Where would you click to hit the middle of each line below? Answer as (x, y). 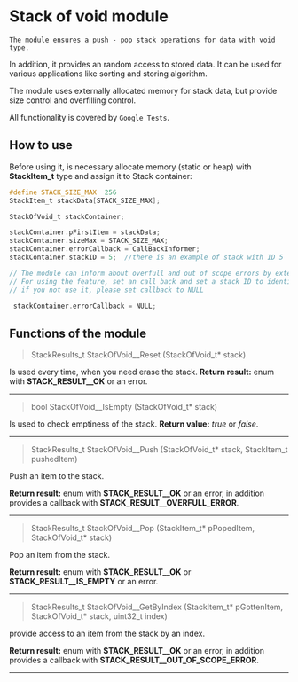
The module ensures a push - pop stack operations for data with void (142, 40)
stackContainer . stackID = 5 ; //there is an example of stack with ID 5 (146, 257)
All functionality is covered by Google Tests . (90, 117)
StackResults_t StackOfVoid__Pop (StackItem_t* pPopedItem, (143, 529)
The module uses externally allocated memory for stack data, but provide (143, 90)
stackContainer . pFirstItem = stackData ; (85, 232)
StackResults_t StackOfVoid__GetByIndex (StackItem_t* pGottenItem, (157, 607)
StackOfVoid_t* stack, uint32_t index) (99, 616)
